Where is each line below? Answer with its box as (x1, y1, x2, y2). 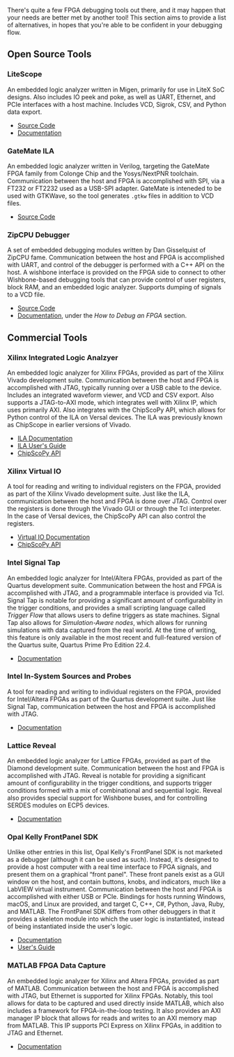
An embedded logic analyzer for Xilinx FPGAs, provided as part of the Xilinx (7, 368, 224, 377)
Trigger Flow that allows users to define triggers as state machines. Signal (7, 611, 220, 619)
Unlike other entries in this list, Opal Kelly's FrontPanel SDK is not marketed (7, 848, 223, 856)
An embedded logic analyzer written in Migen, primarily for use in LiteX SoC (7, 85, 225, 94)
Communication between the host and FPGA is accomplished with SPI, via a (7, 176, 225, 185)
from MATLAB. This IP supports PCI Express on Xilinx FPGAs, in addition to (7, 1021, 222, 1030)
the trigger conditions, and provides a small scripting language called (7, 603, 206, 612)
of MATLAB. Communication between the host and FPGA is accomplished (7, 984, 219, 992)
